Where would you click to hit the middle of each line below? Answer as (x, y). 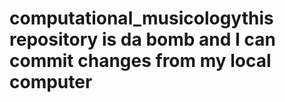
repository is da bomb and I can (142, 39)
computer (51, 82)
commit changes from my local (140, 61)
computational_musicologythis (141, 18)
